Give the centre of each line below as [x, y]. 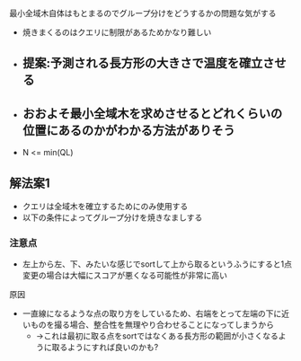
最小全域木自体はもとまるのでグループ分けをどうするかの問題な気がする [143, 13]
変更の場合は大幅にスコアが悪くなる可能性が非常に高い [124, 276]
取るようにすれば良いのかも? [105, 348]
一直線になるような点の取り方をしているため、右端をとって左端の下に [152, 313]
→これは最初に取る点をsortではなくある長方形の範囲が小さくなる [157, 336]
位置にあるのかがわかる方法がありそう [128, 130]
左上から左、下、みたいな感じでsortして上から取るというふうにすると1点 [157, 264]
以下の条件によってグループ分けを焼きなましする [112, 217]
